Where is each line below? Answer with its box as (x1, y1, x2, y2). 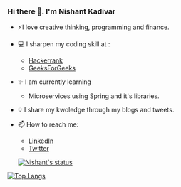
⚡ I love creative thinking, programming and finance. (17, 23, 170, 31)
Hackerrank (28, 56, 63, 65)
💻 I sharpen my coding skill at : (17, 40, 110, 48)
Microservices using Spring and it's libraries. (28, 92, 160, 100)
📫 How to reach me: (17, 120, 79, 129)
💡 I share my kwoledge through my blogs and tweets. (17, 106, 175, 114)
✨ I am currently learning (17, 78, 91, 86)
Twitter (28, 144, 50, 153)
